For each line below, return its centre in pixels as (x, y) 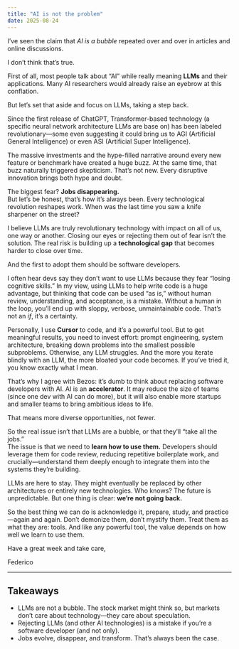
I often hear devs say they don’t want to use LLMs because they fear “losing (119, 278)
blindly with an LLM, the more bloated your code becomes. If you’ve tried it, (118, 360)
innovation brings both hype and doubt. (65, 178)
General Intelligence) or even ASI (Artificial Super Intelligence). (99, 141)
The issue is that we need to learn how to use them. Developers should (112, 446)
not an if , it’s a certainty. (43, 316)
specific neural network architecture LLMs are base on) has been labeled (115, 126)
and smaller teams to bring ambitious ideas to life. (80, 404)
